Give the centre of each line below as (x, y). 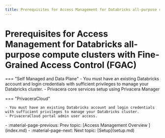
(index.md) (16, 130)
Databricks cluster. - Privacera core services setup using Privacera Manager (82, 89)
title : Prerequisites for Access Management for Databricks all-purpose (81, 10)
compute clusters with (89, 55)
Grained (22, 65)
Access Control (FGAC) (88, 65)
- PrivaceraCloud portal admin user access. (51, 116)
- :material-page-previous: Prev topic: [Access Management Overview (76, 125)
